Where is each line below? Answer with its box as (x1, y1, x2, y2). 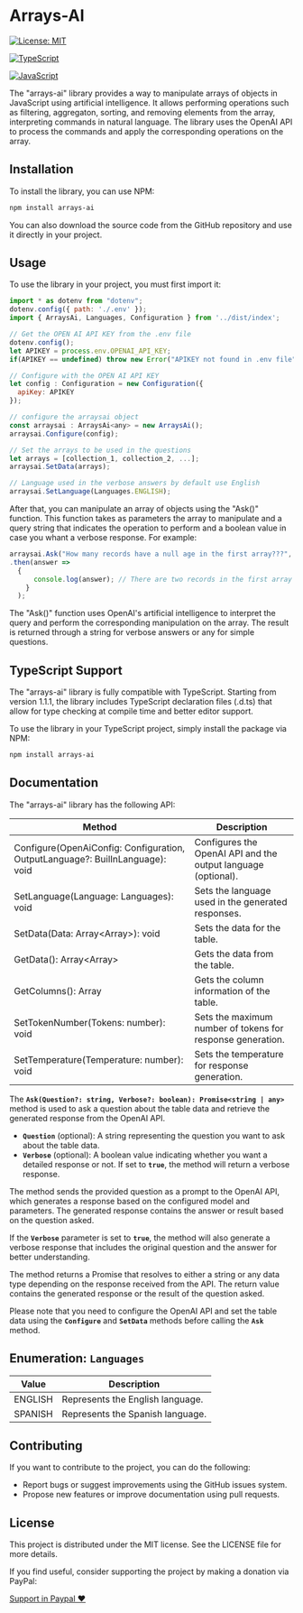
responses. (194, 907, 242, 919)
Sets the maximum (194, 1010, 273, 1023)
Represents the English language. (61, 1393, 204, 1406)
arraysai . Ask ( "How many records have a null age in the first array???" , (9, 549, 293, 559)
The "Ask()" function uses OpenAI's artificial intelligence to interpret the (9, 608, 277, 619)
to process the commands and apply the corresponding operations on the (9, 125, 284, 136)
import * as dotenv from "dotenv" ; (9, 297, 143, 306)
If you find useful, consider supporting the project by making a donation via (9, 1566, 289, 1577)
